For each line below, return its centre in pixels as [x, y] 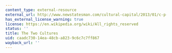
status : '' [17, 29]
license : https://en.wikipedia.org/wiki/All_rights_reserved [72, 24]
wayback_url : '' [23, 43]
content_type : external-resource [41, 10]
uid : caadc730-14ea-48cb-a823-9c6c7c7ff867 [52, 38]
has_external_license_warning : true [44, 19]
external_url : [20, 15]
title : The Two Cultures [32, 33]
